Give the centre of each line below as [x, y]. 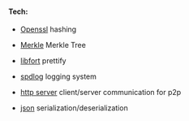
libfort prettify [43, 61]
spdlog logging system [58, 76]
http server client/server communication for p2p [101, 93]
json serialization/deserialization [74, 108]
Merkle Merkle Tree [53, 45]
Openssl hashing [48, 29]
